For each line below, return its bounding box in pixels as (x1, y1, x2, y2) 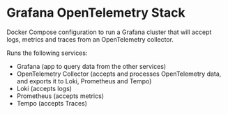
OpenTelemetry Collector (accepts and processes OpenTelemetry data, (16, 70, 222, 78)
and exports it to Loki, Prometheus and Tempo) (16, 76, 152, 85)
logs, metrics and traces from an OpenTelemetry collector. (6, 35, 174, 43)
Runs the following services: (6, 49, 88, 57)
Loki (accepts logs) (16, 84, 73, 92)
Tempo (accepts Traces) (16, 99, 88, 107)
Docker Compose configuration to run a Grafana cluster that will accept (6, 28, 212, 36)
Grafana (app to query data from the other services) (16, 62, 167, 70)
